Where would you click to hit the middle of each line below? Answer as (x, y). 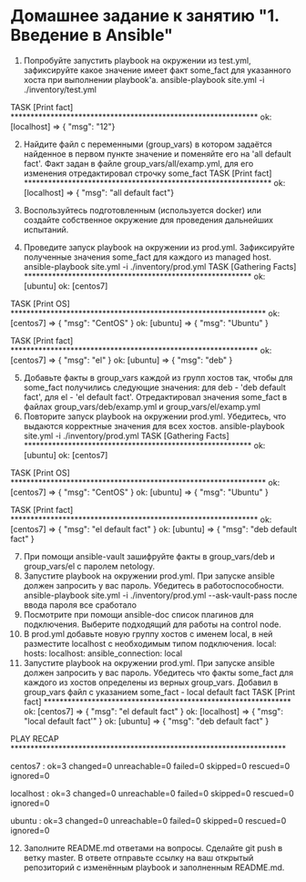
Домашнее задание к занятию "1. (145, 16)
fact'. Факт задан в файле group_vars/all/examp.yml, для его (138, 163)
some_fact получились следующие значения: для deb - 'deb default (154, 387)
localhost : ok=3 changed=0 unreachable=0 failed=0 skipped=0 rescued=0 (152, 793)
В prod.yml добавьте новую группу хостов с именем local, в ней (148, 633)
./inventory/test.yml (60, 89)
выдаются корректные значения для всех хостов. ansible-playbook (154, 426)
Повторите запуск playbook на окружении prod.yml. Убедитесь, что (155, 416)
